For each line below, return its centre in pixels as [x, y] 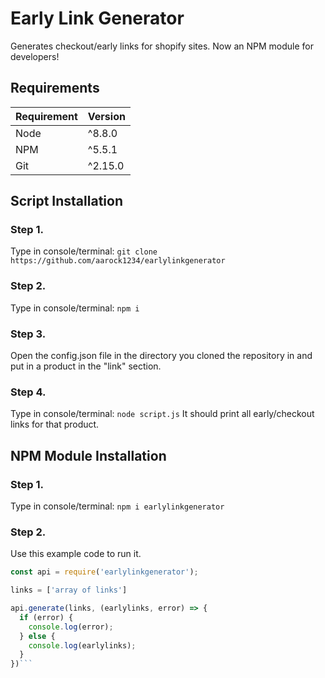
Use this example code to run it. [76, 554]
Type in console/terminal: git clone [84, 251]
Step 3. [28, 334]
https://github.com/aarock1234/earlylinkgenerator [118, 261]
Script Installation [66, 201]
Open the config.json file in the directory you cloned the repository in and [161, 356]
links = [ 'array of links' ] [69, 590]
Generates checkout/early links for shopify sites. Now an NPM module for [162, 46]
